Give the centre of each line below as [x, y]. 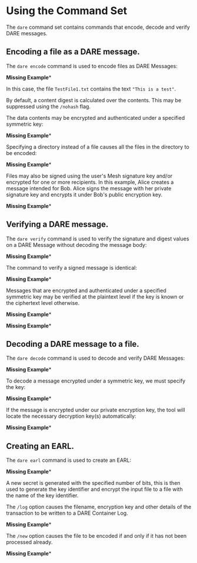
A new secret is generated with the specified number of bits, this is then [93, 483]
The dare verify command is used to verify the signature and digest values [98, 239]
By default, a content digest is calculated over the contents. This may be [94, 100]
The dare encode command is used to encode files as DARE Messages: [92, 66]
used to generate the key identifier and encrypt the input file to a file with [95, 490]
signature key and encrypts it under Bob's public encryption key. [84, 195]
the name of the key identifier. [42, 495]
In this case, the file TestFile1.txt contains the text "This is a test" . [91, 89]
